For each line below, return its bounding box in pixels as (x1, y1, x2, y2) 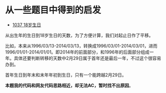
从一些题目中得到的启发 (5, 4, 101, 16)
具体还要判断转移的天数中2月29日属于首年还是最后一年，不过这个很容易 (13, 55, 162, 61)
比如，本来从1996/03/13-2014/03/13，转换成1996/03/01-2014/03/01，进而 (5, 43, 158, 48)
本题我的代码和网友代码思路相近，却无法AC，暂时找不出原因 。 (5, 82, 134, 88)
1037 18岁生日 (12, 22, 41, 28)
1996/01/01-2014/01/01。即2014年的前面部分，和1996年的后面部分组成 (5, 49, 150, 55)
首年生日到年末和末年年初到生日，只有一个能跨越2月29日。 (5, 72, 127, 78)
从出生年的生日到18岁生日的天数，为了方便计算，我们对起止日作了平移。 (5, 32, 154, 38)
